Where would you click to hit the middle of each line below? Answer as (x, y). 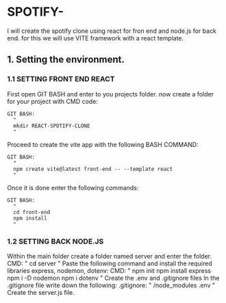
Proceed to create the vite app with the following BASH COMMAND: (103, 144)
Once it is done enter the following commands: (73, 187)
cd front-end (32, 212)
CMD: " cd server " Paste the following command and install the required (110, 263)
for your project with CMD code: (52, 101)
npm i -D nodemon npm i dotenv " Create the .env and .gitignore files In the (113, 278)
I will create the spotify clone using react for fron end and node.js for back (112, 31)
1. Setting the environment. (66, 60)
